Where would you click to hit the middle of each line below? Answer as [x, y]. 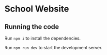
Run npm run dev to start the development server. [53, 48]
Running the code [32, 27]
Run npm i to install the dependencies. [43, 38]
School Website [37, 9]
